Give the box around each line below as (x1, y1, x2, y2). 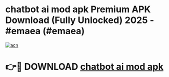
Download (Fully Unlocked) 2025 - (5, 14, 155, 26)
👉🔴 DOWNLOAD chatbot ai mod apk (5, 61, 164, 72)
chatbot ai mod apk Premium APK (5, 4, 151, 15)
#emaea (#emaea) (5, 25, 85, 37)
